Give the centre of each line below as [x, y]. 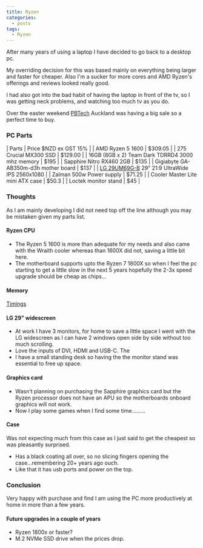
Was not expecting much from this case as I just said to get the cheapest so [101, 438]
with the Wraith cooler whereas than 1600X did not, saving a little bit [100, 250]
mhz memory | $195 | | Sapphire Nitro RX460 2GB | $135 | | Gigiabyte [93, 161]
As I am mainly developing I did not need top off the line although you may [99, 210]
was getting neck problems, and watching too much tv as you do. [88, 102]
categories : [21, 18]
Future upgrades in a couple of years [54, 519]
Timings [16, 304]
